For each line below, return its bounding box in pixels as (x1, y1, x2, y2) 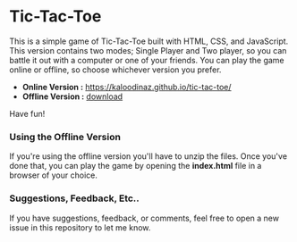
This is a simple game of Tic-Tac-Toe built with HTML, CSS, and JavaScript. (9, 36, 289, 46)
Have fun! (9, 108, 46, 119)
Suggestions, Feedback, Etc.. (9, 192, 140, 204)
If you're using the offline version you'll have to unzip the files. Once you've (9, 151, 288, 162)
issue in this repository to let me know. (9, 221, 151, 233)
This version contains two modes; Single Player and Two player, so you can (9, 45, 287, 55)
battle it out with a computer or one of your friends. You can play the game (9, 54, 284, 65)
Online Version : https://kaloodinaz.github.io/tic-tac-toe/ (21, 81, 232, 92)
